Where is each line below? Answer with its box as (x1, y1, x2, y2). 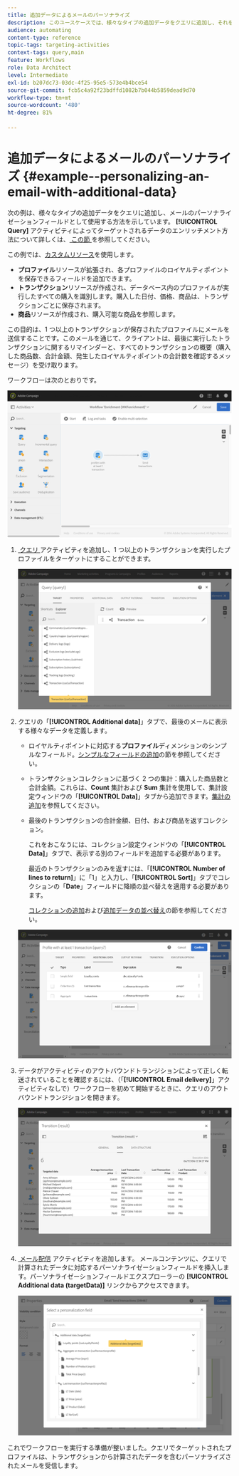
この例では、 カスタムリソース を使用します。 (7, 250, 137, 259)
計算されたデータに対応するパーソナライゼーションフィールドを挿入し (17, 1263, 223, 1272)
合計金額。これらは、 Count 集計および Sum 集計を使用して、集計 (28, 783, 222, 791)
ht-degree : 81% (7, 109, 53, 117)
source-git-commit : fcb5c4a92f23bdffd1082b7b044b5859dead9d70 (7, 86, 196, 94)
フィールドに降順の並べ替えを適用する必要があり (86, 882, 230, 890)
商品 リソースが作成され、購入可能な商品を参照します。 (17, 310, 179, 318)
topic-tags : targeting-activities (7, 41, 110, 49)
